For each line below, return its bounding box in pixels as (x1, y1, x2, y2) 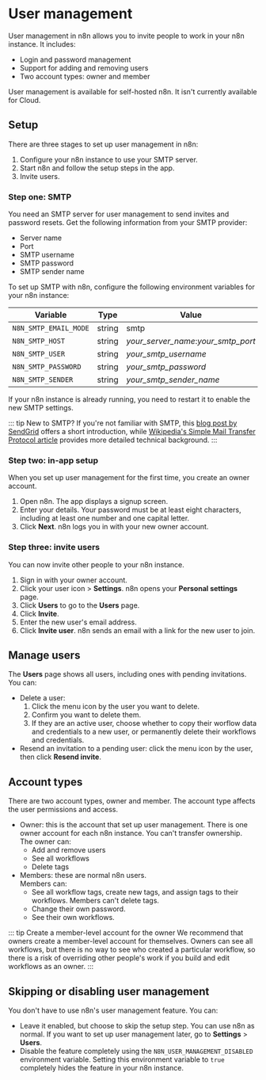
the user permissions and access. (8, 805, 119, 815)
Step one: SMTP (8, 191, 72, 202)
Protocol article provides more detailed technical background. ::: (8, 435, 218, 445)
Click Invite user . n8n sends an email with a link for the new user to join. (19, 625, 256, 635)
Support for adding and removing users (19, 63, 149, 72)
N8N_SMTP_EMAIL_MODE (12, 324, 89, 333)
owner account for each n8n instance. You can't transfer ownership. (19, 829, 243, 838)
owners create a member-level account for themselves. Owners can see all (8, 937, 253, 946)
